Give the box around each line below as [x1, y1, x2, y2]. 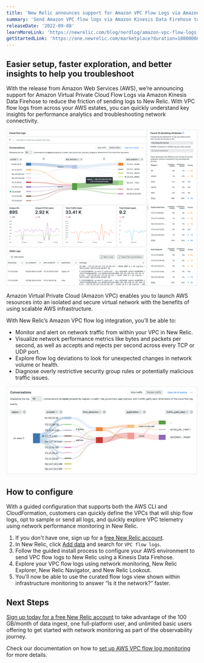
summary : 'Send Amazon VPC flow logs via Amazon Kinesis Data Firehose [6, 16, 191, 23]
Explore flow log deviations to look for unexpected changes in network [15, 354, 192, 362]
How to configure [6, 487, 73, 497]
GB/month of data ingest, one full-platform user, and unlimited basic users [6, 620, 192, 628]
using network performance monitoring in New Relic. [6, 522, 138, 530]
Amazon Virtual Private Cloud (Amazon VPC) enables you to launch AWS [6, 292, 188, 299]
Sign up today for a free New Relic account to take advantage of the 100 [6, 614, 187, 621]
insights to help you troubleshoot [6, 68, 135, 79]
